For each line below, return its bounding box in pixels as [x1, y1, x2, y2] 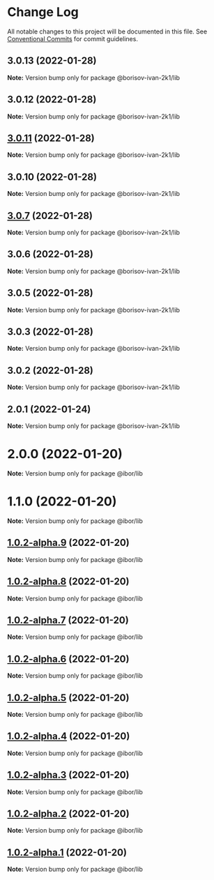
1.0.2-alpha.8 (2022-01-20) [7, 576, 130, 588]
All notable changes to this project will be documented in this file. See [7, 27, 208, 36]
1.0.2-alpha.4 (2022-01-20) [7, 730, 130, 743]
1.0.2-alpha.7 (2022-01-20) [7, 614, 129, 626]
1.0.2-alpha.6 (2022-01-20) [7, 653, 130, 665]
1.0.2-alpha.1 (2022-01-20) [7, 847, 128, 858]
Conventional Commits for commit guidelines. [7, 34, 138, 43]
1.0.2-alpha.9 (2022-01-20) [7, 537, 130, 549]
